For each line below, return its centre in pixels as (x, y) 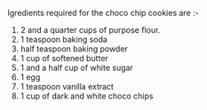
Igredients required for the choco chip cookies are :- (103, 13)
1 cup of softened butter (64, 58)
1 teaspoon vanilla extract (67, 86)
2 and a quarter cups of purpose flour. (90, 30)
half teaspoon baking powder (74, 49)
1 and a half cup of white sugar (76, 67)
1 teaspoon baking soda (64, 39)
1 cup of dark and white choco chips (87, 96)
